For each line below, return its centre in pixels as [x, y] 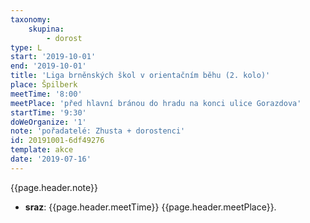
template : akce [42, 150]
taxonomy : [31, 19]
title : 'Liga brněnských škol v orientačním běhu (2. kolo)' [140, 76]
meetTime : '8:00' [46, 94]
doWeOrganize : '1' [48, 122]
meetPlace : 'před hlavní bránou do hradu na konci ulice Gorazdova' [156, 103]
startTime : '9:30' [48, 112]
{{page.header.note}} [54, 187]
